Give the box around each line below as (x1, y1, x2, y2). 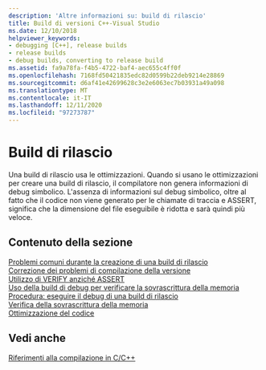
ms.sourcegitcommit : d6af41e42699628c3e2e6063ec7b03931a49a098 (8, 79, 225, 87)
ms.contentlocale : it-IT (8, 94, 92, 102)
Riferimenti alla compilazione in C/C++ (8, 352, 136, 362)
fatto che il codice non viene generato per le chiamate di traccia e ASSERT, (8, 195, 257, 205)
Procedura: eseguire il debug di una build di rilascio (8, 291, 178, 301)
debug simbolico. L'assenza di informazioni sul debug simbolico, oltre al (8, 186, 247, 197)
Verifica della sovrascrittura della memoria (8, 299, 149, 309)
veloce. (8, 212, 33, 222)
